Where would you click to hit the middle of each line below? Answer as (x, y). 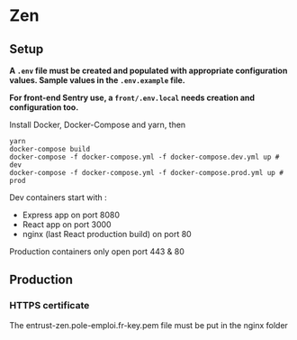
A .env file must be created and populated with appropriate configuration (148, 70)
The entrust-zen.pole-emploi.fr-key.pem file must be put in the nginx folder (148, 325)
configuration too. (44, 107)
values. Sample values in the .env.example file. (98, 80)
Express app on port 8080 (71, 215)
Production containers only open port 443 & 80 (97, 252)
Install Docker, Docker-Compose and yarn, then (98, 124)
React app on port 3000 (67, 225)
